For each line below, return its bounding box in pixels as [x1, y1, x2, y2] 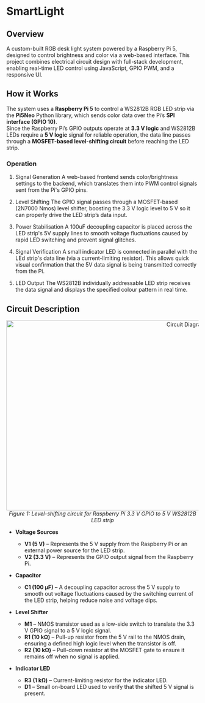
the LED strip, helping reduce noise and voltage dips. [24, 596, 157, 604]
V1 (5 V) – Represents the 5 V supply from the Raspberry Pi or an [24, 540, 188, 547]
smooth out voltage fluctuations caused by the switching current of [24, 590, 194, 597]
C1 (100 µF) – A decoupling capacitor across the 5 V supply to [24, 583, 180, 591]
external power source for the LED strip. [24, 547, 125, 554]
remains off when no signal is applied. [24, 653, 120, 660]
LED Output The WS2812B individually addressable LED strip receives [15, 279, 191, 287]
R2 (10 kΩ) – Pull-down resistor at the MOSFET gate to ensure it [24, 646, 185, 653]
